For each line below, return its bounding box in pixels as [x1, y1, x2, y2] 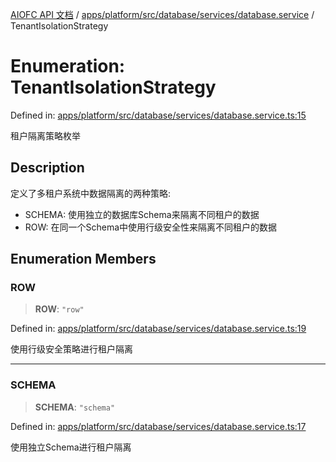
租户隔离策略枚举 [10, 129, 81, 142]
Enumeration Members [10, 251, 157, 268]
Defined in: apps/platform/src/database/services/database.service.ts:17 [10, 420, 307, 432]
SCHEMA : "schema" [34, 401, 116, 413]
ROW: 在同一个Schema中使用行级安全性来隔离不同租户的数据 [24, 221, 278, 233]
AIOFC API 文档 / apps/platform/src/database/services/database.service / [10, 9, 315, 20]
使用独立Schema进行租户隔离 [10, 441, 132, 453]
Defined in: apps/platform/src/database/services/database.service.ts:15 [10, 109, 307, 121]
